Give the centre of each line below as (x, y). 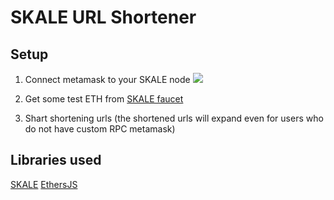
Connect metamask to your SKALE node (107, 79)
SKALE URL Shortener (103, 17)
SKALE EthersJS (44, 184)
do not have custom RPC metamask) (100, 129)
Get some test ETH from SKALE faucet (104, 99)
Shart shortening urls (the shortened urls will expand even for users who (174, 118)
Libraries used (56, 160)
